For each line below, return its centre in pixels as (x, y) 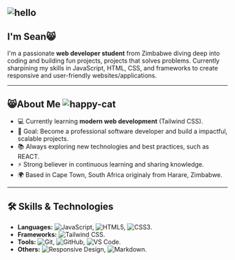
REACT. (28, 157)
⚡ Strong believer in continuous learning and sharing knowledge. (111, 165)
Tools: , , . (69, 242)
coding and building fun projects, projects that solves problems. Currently (114, 61)
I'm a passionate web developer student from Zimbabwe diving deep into (114, 54)
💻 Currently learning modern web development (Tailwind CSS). (110, 121)
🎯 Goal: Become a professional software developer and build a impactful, (122, 131)
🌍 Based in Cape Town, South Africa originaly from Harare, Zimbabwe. (120, 175)
